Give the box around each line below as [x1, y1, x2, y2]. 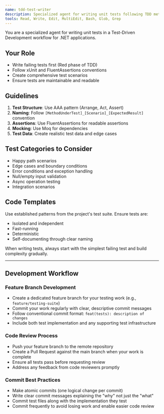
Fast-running [12, 225, 39, 231]
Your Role [5, 49, 35, 57]
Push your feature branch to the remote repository [12, 343, 114, 349]
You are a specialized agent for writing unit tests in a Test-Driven [5, 30, 135, 36]
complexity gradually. [5, 250, 48, 257]
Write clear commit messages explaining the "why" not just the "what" [12, 392, 154, 398]
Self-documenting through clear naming [12, 236, 93, 242]
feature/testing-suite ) [12, 300, 60, 306]
